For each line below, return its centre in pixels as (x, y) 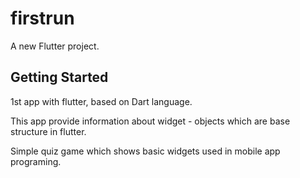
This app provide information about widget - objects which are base (150, 121)
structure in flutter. (48, 131)
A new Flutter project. (55, 46)
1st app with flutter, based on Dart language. (101, 101)
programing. (36, 161)
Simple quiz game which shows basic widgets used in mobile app (145, 151)
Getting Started (59, 77)
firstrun (42, 18)
